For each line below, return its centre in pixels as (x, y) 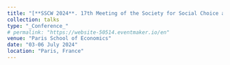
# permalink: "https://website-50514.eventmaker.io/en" (88, 32)
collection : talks (33, 20)
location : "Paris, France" (46, 51)
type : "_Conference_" (38, 26)
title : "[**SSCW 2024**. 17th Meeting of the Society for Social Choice (113, 13)
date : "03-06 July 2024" (42, 45)
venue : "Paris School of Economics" (59, 39)
